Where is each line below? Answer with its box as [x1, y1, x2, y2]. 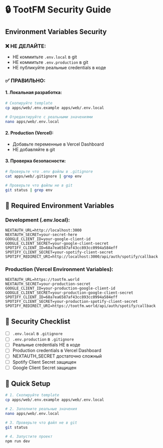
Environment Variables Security [5, 27, 107, 36]
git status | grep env [5, 187, 53, 192]
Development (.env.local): [5, 216, 70, 223]
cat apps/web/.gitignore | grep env [5, 174, 82, 179]
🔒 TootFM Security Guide [5, 4, 111, 16]
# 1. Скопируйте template [5, 393, 59, 398]
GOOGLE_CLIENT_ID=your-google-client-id [5, 237, 91, 242]
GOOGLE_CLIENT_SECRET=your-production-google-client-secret [5, 290, 134, 295]
